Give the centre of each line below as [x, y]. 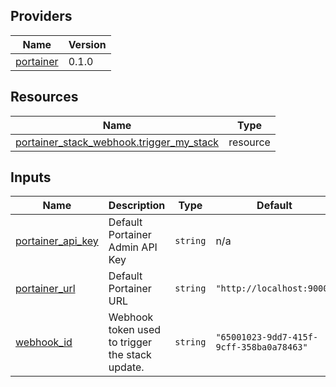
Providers [41, 16]
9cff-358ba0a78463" [261, 347]
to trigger [130, 342]
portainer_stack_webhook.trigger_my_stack [117, 142]
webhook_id [44, 342]
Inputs [31, 177]
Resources [44, 97]
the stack [130, 355]
